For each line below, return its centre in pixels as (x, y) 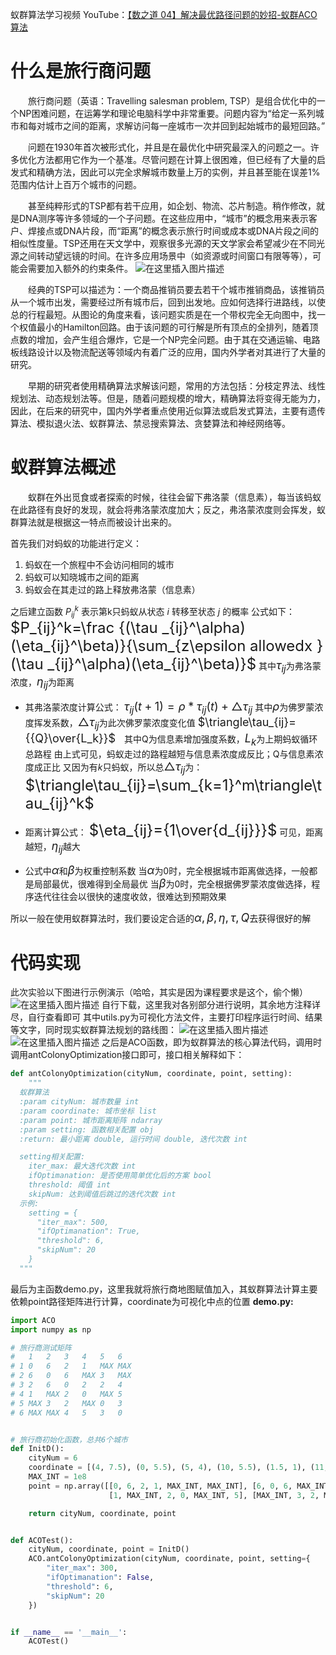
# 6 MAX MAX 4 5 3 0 (66, 1413)
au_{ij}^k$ (59, 803)
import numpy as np (51, 1329)
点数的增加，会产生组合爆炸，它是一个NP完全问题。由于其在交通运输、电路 (165, 339)
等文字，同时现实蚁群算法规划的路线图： (93, 1030)
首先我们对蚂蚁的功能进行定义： (76, 543)
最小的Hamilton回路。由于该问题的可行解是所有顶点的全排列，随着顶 (177, 327)
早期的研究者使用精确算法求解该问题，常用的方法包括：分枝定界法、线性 (177, 385)
